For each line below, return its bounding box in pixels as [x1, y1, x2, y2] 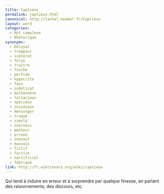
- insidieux [9, 104, 35, 109]
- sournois [9, 123, 32, 128]
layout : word [5, 21, 32, 26]
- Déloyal [9, 44, 30, 49]
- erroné [9, 132, 28, 137]
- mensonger [9, 109, 35, 114]
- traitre [9, 63, 30, 68]
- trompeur [9, 49, 32, 54]
